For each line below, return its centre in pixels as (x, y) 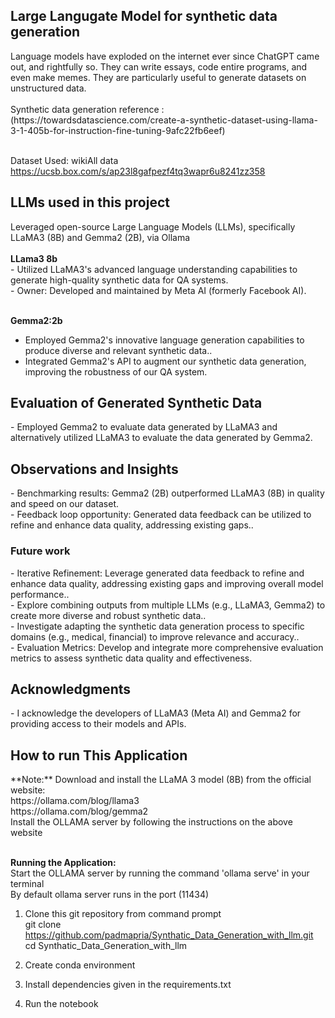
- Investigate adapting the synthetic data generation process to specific (157, 626)
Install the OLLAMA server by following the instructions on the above (151, 822)
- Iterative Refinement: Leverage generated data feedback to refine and (157, 573)
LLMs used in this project (90, 202)
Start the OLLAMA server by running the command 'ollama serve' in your (160, 873)
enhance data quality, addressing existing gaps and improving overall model (167, 583)
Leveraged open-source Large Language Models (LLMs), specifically (153, 226)
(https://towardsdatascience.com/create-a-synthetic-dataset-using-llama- (164, 120)
